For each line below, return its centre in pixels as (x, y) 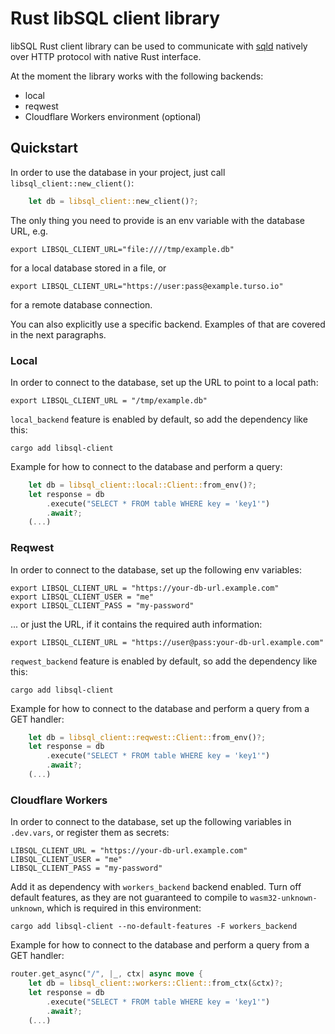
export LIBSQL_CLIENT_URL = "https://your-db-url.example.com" (145, 588)
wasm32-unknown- (283, 898)
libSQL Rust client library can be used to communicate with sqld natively (159, 46)
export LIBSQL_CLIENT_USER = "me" (82, 597)
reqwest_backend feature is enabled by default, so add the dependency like (164, 661)
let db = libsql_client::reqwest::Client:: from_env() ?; (147, 737)
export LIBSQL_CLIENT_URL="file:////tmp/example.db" (122, 249)
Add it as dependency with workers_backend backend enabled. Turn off (156, 887)
